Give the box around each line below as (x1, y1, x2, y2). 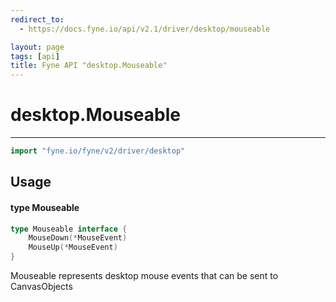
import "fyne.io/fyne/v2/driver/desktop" (10, 146, 186, 156)
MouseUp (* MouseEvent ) (28, 242, 118, 253)
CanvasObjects (10, 281, 73, 293)
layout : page (10, 42, 65, 52)
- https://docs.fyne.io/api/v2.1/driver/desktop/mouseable (19, 24, 271, 34)
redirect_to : (10, 14, 65, 25)
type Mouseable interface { (10, 224, 128, 234)
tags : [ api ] (10, 51, 60, 61)
